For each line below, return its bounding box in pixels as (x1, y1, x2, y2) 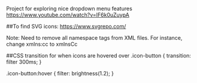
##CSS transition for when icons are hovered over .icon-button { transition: (6, 52, 192, 59)
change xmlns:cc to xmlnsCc (6, 41, 78, 47)
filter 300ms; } (6, 59, 42, 65)
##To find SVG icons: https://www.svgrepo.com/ (6, 23, 126, 30)
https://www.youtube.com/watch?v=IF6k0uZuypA (6, 11, 130, 18)
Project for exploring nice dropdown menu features (6, 5, 133, 12)
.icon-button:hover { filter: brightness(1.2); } (6, 70, 114, 76)
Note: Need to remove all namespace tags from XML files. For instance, (6, 34, 183, 41)
